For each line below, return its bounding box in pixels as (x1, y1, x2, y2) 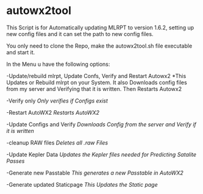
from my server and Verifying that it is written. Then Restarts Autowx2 (6, 85, 182, 92)
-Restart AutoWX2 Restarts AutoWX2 (6, 109, 99, 116)
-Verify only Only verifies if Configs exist (6, 97, 109, 104)
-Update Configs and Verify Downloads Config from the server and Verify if (6, 120, 197, 128)
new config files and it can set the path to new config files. (6, 30, 154, 37)
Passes (6, 157, 25, 165)
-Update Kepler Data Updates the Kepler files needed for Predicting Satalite (6, 151, 197, 158)
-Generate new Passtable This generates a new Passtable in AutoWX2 (6, 169, 184, 176)
